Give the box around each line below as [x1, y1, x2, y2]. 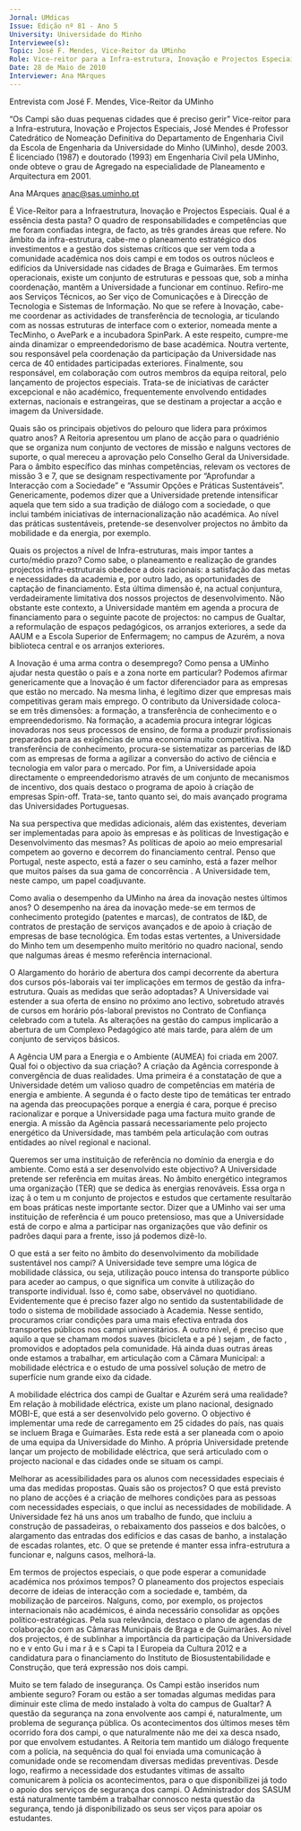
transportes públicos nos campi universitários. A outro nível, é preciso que [9, 1323, 284, 1334]
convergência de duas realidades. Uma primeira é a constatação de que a [9, 1070, 282, 1080]
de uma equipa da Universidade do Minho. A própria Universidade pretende [9, 1436, 289, 1447]
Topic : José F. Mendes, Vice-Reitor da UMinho [9, 47, 186, 56]
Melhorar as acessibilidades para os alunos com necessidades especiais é [9, 1472, 285, 1484]
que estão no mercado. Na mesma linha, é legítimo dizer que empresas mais [9, 686, 292, 697]
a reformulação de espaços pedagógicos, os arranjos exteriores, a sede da [9, 620, 287, 632]
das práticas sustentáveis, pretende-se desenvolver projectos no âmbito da [9, 517, 288, 529]
